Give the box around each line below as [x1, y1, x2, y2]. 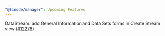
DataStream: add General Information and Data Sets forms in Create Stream [5, 20, 161, 26]
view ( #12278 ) [5, 25, 34, 32]
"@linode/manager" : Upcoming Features [5, 7, 85, 12]
